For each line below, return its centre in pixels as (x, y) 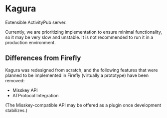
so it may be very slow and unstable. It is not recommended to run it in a (79, 37)
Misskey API (25, 90)
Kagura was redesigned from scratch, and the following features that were (82, 70)
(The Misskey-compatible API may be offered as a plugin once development (83, 105)
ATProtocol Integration (35, 95)
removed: (15, 80)
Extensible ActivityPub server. (36, 22)
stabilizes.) (16, 110)
